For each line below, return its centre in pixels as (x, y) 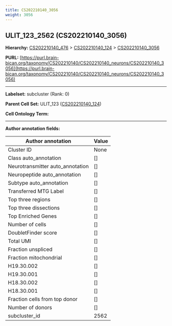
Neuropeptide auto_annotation (44, 175)
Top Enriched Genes (33, 216)
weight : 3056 (19, 15)
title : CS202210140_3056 (32, 10)
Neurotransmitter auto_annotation (48, 167)
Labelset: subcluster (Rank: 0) (37, 94)
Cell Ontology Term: (27, 114)
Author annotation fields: (33, 129)
